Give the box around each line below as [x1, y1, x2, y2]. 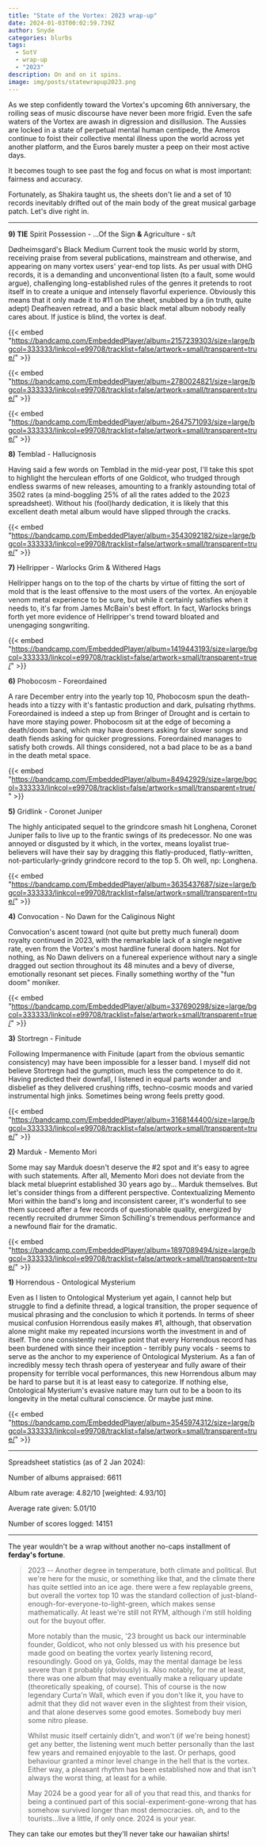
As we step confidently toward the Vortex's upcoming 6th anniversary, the [8, 100, 251, 109]
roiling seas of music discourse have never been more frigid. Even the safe [8, 108, 253, 117]
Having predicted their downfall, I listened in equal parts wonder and [8, 1074, 232, 1083]
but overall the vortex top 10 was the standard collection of [27, 1591, 220, 1600]
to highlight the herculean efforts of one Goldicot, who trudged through [8, 473, 241, 482]
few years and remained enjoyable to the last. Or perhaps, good [27, 1748, 236, 1757]
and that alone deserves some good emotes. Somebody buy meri [27, 1706, 241, 1717]
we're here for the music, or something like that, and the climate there [27, 1573, 256, 1583]
